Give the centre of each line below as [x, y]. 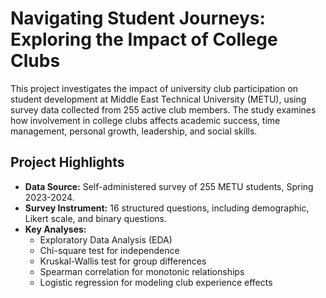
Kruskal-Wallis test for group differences [123, 261]
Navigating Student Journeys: [138, 18]
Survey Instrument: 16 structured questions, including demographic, [167, 208]
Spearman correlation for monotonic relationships [142, 271]
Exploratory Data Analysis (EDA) [106, 239]
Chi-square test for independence [109, 250]
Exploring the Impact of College [144, 39]
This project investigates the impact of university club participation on [154, 88]
